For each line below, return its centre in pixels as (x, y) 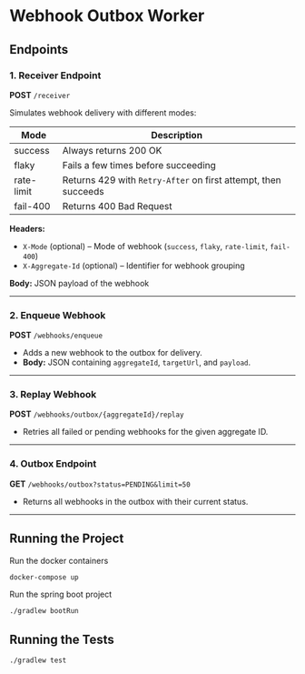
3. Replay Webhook (53, 395)
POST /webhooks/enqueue (56, 335)
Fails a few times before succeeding (139, 165)
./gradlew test (38, 660)
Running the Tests (62, 639)
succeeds (83, 191)
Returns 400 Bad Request (117, 206)
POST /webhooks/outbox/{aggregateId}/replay (97, 414)
